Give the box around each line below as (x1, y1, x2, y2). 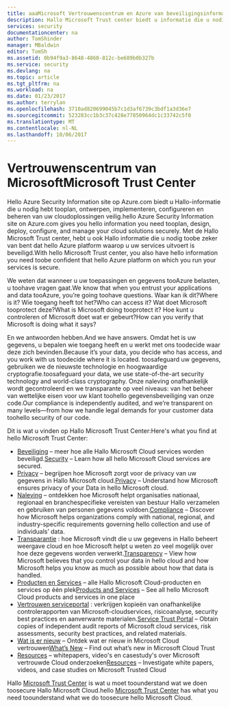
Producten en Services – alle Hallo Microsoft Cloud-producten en (16, 578, 201, 586)
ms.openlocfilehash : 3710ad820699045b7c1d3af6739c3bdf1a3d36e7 (7, 106, 192, 112)
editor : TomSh (7, 49, 48, 55)
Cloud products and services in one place (16, 593, 135, 601)
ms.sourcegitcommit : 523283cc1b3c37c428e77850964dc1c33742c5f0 (7, 112, 192, 119)
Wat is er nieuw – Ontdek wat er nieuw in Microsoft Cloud (16, 636, 179, 645)
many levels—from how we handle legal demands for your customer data (7, 406, 214, 414)
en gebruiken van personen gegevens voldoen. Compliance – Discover (16, 506, 215, 514)
